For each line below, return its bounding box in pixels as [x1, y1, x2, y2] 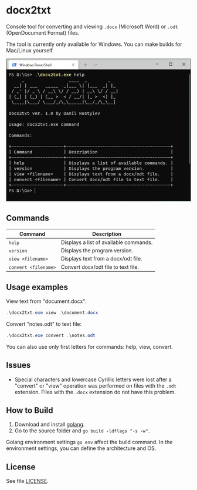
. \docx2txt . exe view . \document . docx [6, 310, 98, 316]
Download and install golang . [14, 421, 85, 428]
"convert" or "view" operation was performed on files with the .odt [14, 382, 177, 389]
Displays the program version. [60, 247, 134, 254]
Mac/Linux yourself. [6, 46, 54, 54]
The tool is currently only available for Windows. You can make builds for [6, 41, 182, 48]
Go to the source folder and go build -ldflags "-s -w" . [14, 427, 150, 434]
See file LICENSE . [6, 478, 49, 485]
